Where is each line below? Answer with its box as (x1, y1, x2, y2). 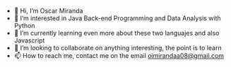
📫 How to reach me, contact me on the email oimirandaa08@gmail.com (13, 52, 225, 59)
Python (13, 22, 35, 29)
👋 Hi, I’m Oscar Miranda (13, 7, 83, 15)
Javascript (13, 36, 45, 45)
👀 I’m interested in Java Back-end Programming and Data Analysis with (13, 14, 221, 22)
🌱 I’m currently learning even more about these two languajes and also (13, 29, 220, 37)
